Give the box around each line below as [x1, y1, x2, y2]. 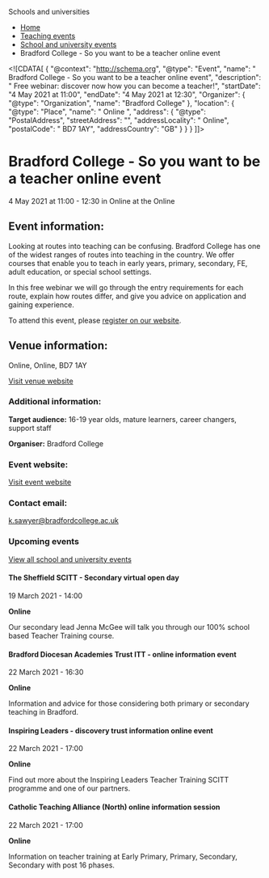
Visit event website [8, 477, 72, 488]
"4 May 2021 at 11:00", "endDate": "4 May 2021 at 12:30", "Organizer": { [8, 90, 246, 99]
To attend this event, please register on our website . [8, 315, 182, 325]
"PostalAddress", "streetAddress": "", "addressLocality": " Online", [8, 116, 229, 125]
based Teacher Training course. [8, 631, 115, 640]
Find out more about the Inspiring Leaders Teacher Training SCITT [8, 775, 229, 785]
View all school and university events [8, 554, 132, 564]
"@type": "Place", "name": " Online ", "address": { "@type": [8, 107, 206, 116]
